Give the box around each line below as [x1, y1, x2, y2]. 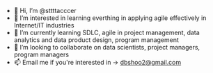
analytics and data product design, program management [13, 36, 180, 44]
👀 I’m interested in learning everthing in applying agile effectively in [13, 14, 207, 22]
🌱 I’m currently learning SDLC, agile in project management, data [13, 28, 200, 36]
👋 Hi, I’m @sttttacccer [13, 7, 77, 14]
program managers [13, 50, 70, 59]
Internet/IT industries [13, 21, 74, 29]
